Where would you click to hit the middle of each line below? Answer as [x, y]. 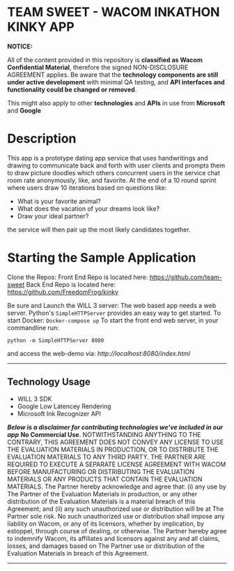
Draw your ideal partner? [53, 216]
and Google [24, 110]
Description [42, 139]
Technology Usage [49, 382]
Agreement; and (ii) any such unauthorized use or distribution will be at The [116, 509]
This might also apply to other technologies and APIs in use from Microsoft [116, 103]
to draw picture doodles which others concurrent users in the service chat [114, 172]
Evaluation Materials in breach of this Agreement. [78, 553]
